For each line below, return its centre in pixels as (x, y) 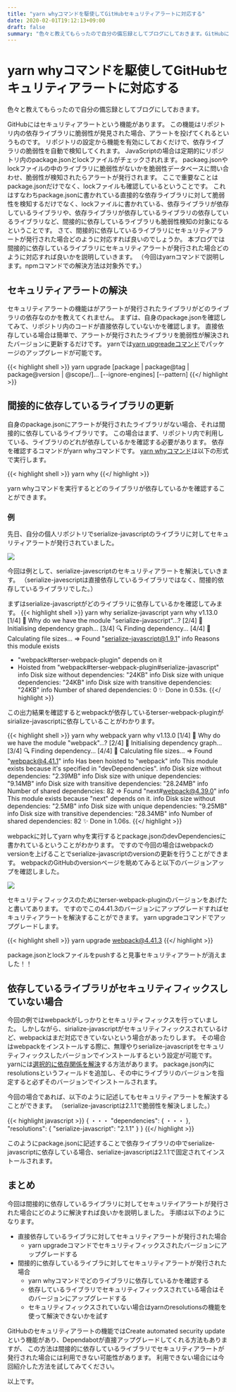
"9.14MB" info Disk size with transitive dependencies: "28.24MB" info (108, 784)
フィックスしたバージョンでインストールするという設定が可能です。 (118, 1055)
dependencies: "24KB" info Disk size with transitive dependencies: (114, 682)
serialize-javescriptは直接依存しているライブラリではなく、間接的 (123, 580)
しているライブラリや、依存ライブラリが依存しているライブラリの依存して (115, 213)
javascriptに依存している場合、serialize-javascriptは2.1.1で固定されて (107, 1152)
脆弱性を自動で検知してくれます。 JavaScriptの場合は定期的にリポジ (125, 151)
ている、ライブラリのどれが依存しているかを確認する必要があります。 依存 (116, 442)
